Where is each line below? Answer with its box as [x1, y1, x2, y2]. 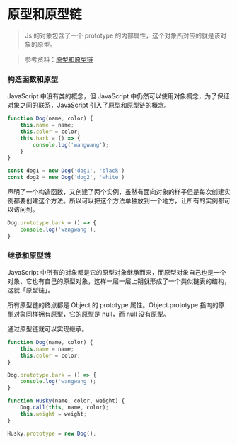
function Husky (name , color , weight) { [7, 397, 125, 404]
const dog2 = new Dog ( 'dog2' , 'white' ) [7, 174, 125, 181]
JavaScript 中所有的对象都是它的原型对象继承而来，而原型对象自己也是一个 [7, 268, 226, 277]
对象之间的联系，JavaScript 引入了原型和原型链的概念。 [7, 101, 171, 110]
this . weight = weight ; [20, 410, 87, 418]
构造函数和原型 [7, 74, 59, 84]
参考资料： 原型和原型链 [24, 55, 93, 64]
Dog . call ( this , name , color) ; [20, 404, 110, 411]
